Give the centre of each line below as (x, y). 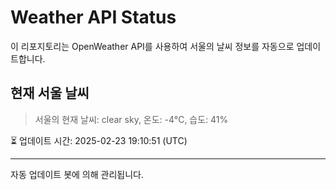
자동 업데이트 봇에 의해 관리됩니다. (77, 174)
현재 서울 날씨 (50, 93)
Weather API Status (93, 17)
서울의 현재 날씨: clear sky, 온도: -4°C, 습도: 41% (131, 119)
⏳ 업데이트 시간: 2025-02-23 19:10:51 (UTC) (99, 140)
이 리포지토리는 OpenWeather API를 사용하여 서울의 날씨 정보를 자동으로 (152, 46)
